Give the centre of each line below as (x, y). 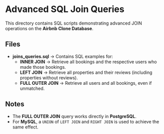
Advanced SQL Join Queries (65, 9)
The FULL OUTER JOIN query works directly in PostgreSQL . (74, 116)
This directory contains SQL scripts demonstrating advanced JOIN (74, 23)
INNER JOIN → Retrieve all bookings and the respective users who (88, 62)
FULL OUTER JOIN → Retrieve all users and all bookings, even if (86, 83)
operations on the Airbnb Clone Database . (49, 28)
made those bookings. (43, 67)
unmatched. (32, 88)
